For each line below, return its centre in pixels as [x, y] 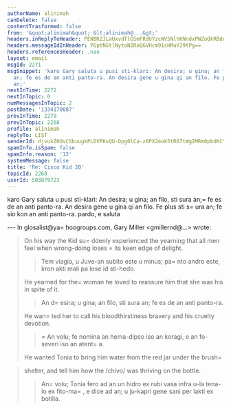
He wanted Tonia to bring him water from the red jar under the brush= [123, 357]
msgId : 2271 [24, 65]
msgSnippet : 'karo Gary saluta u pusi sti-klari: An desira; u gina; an [113, 71]
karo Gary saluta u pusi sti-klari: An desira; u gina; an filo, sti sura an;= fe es [114, 200]
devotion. [37, 324]
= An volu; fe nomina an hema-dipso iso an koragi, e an [119, 337]
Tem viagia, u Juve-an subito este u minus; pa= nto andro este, [131, 262]
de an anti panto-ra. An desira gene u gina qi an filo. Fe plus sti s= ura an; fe [114, 207]
